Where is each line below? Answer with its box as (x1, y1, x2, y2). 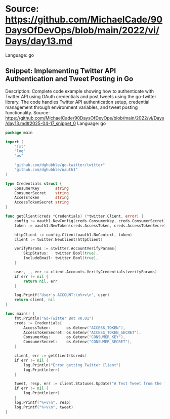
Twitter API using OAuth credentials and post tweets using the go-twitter (5, 93, 157, 99)
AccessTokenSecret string (14, 200, 69, 205)
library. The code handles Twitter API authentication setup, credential (5, 99, 150, 105)
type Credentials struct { (5, 181, 62, 186)
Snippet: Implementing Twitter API (5, 67, 116, 75)
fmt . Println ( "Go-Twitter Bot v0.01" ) (14, 316, 94, 321)
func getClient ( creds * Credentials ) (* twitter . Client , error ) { (5, 214, 144, 219)
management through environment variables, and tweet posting (5, 104, 138, 110)
